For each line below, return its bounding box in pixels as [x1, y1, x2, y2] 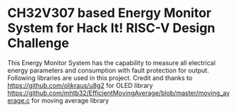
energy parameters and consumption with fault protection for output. [7, 66, 209, 74]
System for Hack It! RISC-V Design [7, 20, 216, 36]
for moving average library [31, 96, 109, 104]
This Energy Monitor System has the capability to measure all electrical [7, 58, 216, 67]
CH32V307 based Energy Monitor [7, 5, 212, 21]
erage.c [7, 96, 31, 104]
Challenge [7, 35, 70, 51]
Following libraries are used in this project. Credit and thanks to [7, 73, 193, 82]
